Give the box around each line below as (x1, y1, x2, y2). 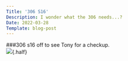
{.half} (12, 49, 28, 56)
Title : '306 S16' (6, 8, 49, 15)
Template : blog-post (6, 25, 57, 31)
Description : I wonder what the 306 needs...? (6, 14, 123, 20)
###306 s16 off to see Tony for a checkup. (6, 41, 110, 49)
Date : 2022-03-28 (6, 20, 49, 25)
